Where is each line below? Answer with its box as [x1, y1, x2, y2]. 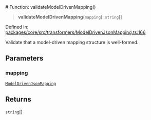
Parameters [5, 54, 44, 63]
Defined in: [5, 24, 29, 30]
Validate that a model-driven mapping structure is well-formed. [5, 39, 139, 45]
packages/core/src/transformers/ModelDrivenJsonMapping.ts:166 [5, 29, 146, 35]
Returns [5, 95, 32, 104]
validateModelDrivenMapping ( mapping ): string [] [17, 14, 122, 20]
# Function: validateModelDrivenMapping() [5, 4, 96, 10]
